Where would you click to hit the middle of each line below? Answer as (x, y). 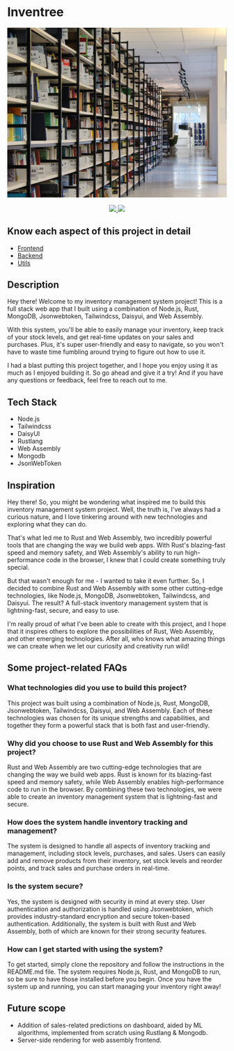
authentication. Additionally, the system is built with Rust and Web (102, 924)
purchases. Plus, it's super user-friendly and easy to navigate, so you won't (116, 345)
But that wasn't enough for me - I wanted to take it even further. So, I (106, 581)
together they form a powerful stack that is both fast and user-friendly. (109, 725)
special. (18, 567)
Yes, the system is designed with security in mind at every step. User (106, 901)
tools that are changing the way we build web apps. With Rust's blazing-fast (116, 545)
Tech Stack (32, 402)
